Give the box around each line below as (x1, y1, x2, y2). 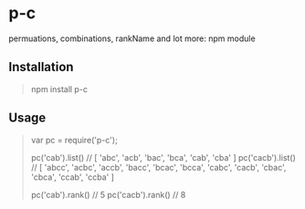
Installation (8, 59, 74, 75)
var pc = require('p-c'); (30, 134, 118, 145)
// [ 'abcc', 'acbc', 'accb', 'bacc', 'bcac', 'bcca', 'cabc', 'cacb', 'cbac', (30, 162, 287, 172)
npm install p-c (30, 83, 89, 94)
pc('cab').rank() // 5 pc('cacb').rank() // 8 (30, 189, 186, 200)
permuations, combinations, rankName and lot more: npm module (8, 33, 257, 44)
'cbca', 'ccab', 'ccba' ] (30, 172, 115, 183)
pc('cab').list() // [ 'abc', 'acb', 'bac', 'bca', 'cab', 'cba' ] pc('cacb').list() (30, 152, 296, 162)
